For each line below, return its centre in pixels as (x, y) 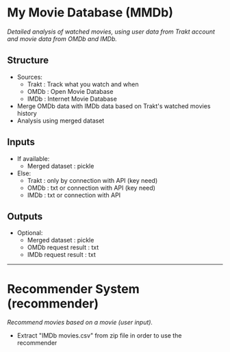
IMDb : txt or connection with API (74, 195)
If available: (33, 158)
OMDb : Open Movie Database (70, 91)
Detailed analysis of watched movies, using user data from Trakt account (111, 32)
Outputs (25, 216)
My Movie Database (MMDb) (90, 13)
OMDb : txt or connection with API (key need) (91, 188)
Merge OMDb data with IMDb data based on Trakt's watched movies (114, 106)
